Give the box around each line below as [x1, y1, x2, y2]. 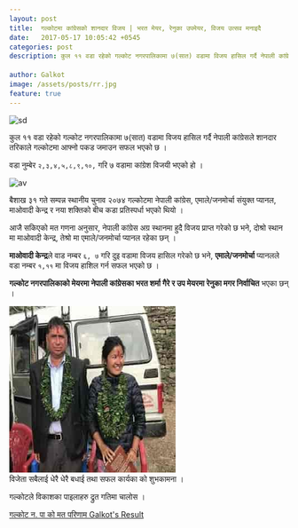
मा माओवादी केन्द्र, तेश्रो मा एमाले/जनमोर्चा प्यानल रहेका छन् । [9, 232, 176, 243]
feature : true [9, 89, 62, 98]
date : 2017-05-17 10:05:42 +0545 [9, 33, 141, 42]
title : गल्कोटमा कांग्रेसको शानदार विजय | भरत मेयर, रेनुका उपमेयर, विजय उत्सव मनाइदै [9, 23, 262, 33]
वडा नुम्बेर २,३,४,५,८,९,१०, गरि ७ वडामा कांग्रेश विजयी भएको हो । [9, 160, 204, 170]
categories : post [9, 43, 74, 51]
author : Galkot [9, 71, 66, 80]
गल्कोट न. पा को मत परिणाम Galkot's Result [9, 508, 145, 519]
